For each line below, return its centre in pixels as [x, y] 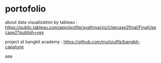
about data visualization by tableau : [41, 22]
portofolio [26, 9]
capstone [15, 47]
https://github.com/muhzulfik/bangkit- [101, 41]
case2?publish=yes [24, 32]
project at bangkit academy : [34, 41]
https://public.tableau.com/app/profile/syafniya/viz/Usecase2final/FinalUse [81, 27]
